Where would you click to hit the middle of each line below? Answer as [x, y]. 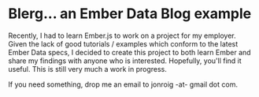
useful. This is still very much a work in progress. [87, 69]
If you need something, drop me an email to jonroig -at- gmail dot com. [123, 84]
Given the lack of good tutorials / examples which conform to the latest [123, 43]
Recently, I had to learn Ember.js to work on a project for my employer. [122, 35]
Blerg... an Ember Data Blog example [130, 14]
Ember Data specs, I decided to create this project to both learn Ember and [129, 52]
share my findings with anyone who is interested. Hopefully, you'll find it [125, 61]
